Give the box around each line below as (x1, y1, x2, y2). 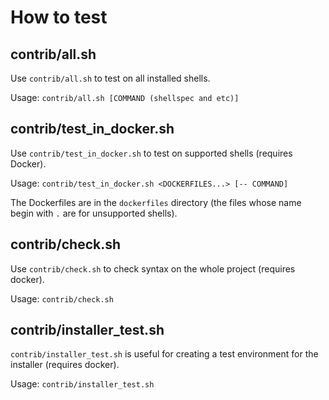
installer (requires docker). (10, 359, 120, 371)
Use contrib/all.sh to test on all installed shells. (10, 72, 211, 84)
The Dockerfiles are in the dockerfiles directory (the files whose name (10, 196, 302, 208)
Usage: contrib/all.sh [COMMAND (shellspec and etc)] (10, 92, 240, 103)
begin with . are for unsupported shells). (10, 207, 178, 219)
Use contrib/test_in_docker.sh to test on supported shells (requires (10, 147, 293, 159)
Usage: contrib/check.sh (10, 292, 114, 305)
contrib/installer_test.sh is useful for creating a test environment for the (10, 348, 319, 360)
